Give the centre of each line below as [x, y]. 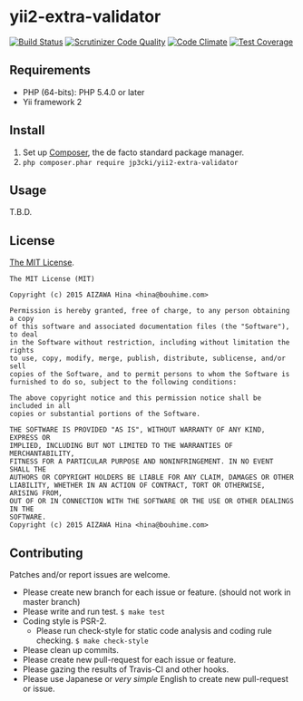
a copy [22, 319]
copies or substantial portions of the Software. [105, 414]
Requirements [50, 70]
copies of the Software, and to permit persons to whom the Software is [150, 375]
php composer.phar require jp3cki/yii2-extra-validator [130, 162]
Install [27, 130]
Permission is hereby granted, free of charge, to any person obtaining [150, 311]
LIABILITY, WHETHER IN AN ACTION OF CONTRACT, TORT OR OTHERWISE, [137, 486]
